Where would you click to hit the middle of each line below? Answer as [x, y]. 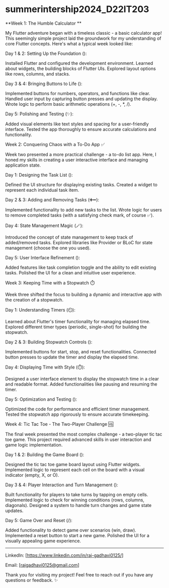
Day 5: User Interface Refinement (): [43, 257]
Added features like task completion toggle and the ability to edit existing [81, 267]
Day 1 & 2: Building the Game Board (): [45, 455]
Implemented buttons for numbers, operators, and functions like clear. [78, 93]
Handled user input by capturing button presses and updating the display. [81, 99]
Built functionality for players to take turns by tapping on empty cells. [77, 494]
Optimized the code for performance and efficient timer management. [77, 409]
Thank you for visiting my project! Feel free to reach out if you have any [79, 574]
